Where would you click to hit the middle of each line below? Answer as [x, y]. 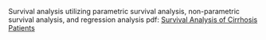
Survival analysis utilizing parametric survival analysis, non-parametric [124, 11]
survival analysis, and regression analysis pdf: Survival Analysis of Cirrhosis [133, 20]
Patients [22, 28]
